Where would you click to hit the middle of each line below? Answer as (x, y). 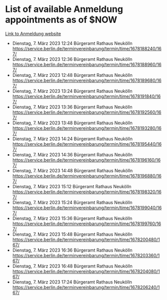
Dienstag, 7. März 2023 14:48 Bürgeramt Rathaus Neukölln (73, 170)
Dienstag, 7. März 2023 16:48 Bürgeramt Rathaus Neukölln (73, 266)
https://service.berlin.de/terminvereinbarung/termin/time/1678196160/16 (86, 160)
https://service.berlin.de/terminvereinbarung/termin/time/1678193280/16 (87, 128)
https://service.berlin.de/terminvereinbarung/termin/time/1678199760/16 (87, 224)
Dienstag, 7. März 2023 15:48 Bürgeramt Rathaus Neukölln (73, 234)
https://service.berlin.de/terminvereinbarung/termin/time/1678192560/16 (87, 112)
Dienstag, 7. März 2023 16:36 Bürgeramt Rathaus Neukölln (73, 250)
